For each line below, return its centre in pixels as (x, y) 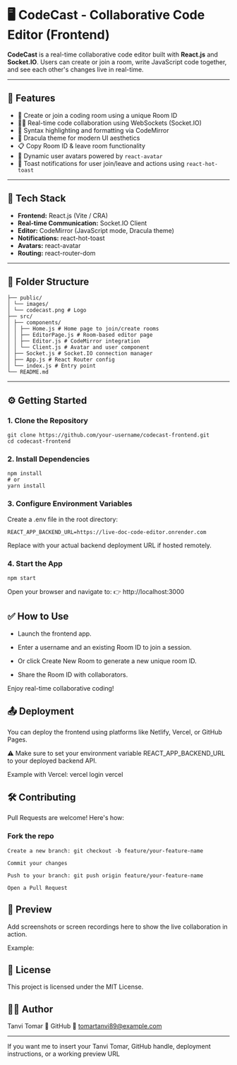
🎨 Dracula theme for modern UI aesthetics (79, 138)
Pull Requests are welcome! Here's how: (66, 818)
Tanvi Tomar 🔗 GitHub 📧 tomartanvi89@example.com (85, 1026)
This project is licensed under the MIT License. (75, 987)
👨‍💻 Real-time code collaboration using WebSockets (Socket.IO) (110, 123)
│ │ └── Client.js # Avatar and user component (79, 347)
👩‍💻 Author (30, 1009)
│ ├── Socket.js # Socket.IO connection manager (80, 354)
